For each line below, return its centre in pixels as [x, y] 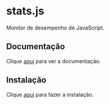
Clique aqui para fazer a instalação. [50, 94]
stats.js [25, 11]
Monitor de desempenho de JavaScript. [55, 28]
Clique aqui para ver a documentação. [53, 61]
